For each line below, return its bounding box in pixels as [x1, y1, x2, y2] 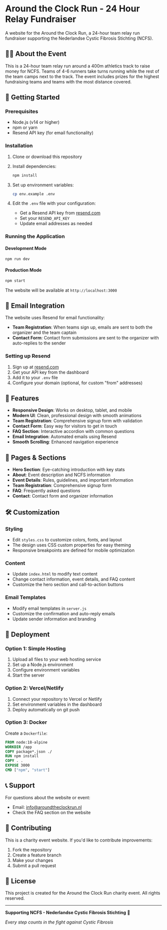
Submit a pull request [12, 862, 56, 868]
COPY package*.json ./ [5, 749, 52, 754]
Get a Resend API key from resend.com [19, 210, 101, 216]
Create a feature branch [12, 852, 62, 858]
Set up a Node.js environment [12, 662, 74, 668]
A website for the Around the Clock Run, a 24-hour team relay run [5, 30, 140, 36]
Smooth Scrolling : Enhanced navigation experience [12, 439, 118, 445]
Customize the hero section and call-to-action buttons [12, 582, 124, 588]
